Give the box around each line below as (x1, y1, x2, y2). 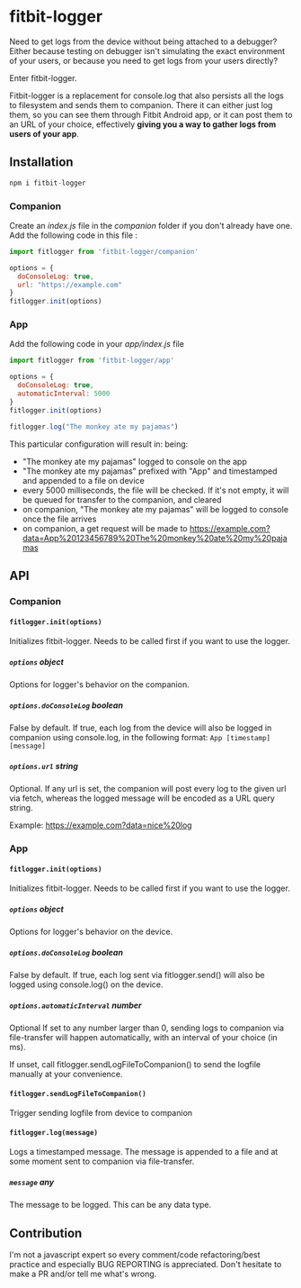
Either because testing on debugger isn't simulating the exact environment (9, 45, 286, 56)
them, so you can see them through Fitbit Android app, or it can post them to (9, 109, 293, 120)
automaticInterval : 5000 (17, 389, 111, 398)
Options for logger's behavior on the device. (9, 926, 173, 938)
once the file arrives (22, 513, 97, 524)
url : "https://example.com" (17, 280, 123, 289)
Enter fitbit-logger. (9, 72, 77, 83)
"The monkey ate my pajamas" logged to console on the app (22, 456, 247, 467)
